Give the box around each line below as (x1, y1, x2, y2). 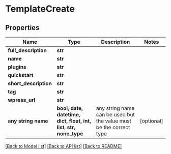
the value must (96, 117, 131, 125)
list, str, (56, 124, 75, 131)
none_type (56, 130, 83, 137)
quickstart (8, 72, 34, 79)
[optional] (139, 117, 163, 125)
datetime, (56, 111, 80, 118)
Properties (5, 23, 40, 32)
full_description (8, 47, 47, 54)
